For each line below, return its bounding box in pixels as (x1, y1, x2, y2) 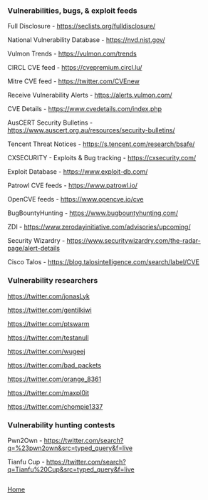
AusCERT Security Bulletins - (7, 118, 93, 127)
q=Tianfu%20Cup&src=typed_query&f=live (7, 465, 135, 474)
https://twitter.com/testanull (7, 333, 89, 342)
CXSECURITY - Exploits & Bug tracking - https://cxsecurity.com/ (7, 154, 197, 162)
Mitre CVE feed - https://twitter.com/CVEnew (7, 77, 140, 85)
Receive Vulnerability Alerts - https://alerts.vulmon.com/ (7, 91, 172, 100)
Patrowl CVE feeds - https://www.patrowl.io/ (7, 181, 137, 190)
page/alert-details (7, 244, 61, 253)
